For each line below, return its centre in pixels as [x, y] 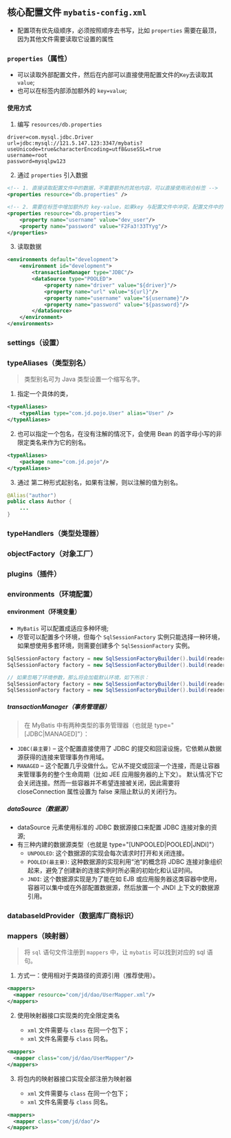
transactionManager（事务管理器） [59, 706]
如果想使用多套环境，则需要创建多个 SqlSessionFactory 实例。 [105, 645]
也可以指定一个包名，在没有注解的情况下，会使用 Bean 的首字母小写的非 [119, 433]
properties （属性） [40, 59]
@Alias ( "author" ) [32, 495]
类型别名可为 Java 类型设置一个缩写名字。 [84, 379]
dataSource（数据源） [40, 809]
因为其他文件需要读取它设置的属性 [65, 39]
